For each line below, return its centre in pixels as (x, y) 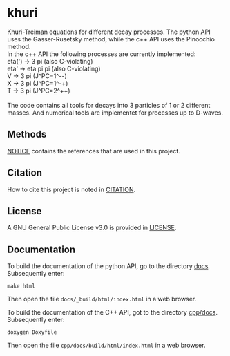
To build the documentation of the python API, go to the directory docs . (109, 266)
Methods (27, 134)
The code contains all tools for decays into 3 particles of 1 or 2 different (109, 105)
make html (21, 286)
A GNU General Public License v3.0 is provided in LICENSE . (92, 228)
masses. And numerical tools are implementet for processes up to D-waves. (115, 113)
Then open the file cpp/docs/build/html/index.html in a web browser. (106, 345)
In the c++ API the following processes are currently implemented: (102, 54)
